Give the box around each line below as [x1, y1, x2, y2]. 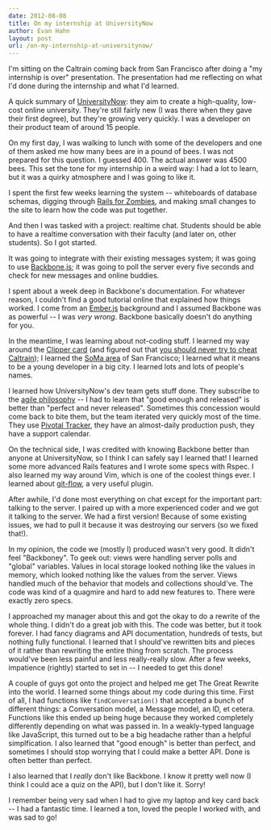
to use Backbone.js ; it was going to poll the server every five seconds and [8, 262, 254, 272]
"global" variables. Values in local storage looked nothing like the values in [8, 561, 256, 571]
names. [8, 370, 33, 380]
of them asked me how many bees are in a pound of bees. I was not [8, 147, 234, 156]
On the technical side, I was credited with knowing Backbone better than [8, 444, 250, 454]
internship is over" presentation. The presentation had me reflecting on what [8, 73, 263, 82]
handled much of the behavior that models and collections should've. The [8, 578, 253, 589]
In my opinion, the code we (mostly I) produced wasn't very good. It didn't [8, 544, 255, 554]
